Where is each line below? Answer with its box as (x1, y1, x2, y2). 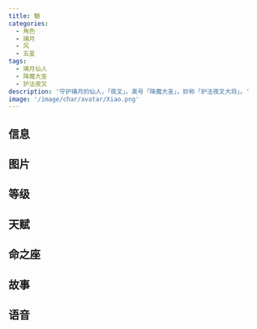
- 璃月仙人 (15, 65, 48, 73)
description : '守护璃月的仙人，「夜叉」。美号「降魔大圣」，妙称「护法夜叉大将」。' (8, 87, 251, 96)
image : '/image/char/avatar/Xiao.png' (8, 95, 139, 103)
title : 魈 (8, 11, 41, 20)
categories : (8, 19, 49, 28)
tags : (8, 58, 27, 66)
